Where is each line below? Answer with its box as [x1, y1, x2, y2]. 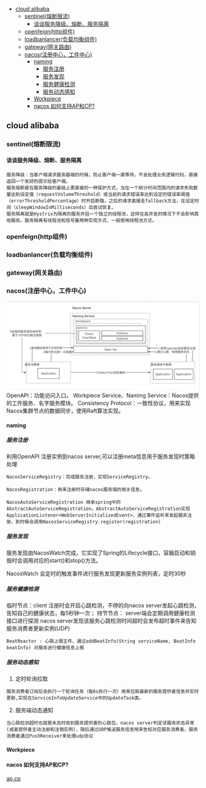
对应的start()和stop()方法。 [32, 557, 102, 564]
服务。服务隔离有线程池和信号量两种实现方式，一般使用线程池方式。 [10, 217, 158, 224]
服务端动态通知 [15, 706, 53, 714]
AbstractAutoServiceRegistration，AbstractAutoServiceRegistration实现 [6, 506, 191, 512]
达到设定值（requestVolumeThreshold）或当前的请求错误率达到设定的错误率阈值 [10, 191, 190, 197]
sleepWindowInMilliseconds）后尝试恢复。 [15, 204, 116, 211]
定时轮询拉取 [15, 675, 48, 682]
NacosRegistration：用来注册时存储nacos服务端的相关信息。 [6, 486, 145, 493]
